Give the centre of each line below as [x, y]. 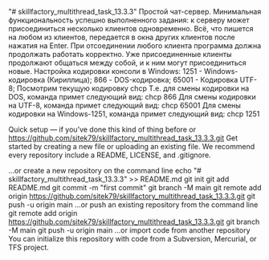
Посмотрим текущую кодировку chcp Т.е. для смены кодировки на [133, 88]
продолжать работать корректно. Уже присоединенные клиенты [120, 54]
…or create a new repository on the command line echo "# [105, 171]
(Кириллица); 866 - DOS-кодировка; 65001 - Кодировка [143, 80]
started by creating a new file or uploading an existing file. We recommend [132, 146]
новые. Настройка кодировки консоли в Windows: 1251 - [105, 71]
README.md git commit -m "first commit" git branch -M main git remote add [135, 187]
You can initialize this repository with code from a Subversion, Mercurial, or [132, 239]
